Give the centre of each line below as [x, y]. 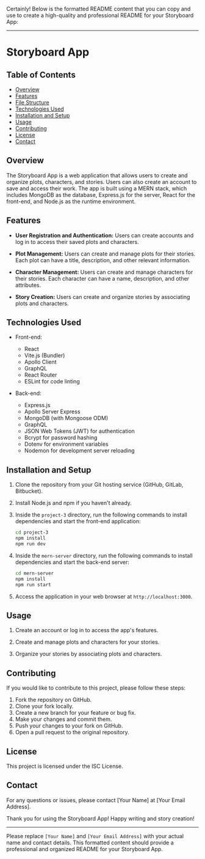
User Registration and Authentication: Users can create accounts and [104, 235]
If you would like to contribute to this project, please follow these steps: [96, 688]
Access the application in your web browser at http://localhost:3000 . [104, 596]
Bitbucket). [29, 491]
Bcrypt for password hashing [61, 438]
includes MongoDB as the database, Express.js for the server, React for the [101, 194]
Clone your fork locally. [44, 706]
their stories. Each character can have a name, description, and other [102, 278]
